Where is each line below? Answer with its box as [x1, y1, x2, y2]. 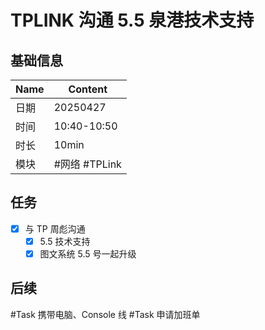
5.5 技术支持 [39, 235, 91, 247]
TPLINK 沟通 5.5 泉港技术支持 [10, 9, 255, 32]
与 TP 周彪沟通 [24, 222, 86, 235]
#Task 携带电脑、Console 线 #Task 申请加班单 [10, 308, 201, 320]
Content [68, 82, 108, 96]
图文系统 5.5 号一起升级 [39, 247, 137, 260]
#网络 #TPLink [53, 157, 122, 171]
